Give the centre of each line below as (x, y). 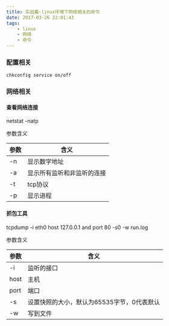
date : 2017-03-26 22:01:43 (40, 18)
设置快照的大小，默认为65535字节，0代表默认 (94, 302)
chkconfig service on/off (39, 75)
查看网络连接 (22, 107)
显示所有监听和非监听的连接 (67, 173)
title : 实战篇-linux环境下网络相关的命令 (53, 12)
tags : (13, 23)
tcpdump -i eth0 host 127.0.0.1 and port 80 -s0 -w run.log (77, 227)
